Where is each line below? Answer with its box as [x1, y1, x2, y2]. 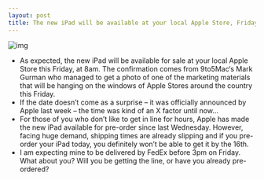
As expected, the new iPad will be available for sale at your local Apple [19, 56, 249, 65]
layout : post [8, 11, 51, 20]
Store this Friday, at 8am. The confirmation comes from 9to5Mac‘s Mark [19, 64, 253, 73]
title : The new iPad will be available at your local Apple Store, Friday [8, 19, 258, 27]
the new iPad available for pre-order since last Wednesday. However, [19, 123, 244, 132]
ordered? [19, 164, 49, 174]
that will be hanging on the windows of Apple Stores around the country [19, 80, 253, 90]
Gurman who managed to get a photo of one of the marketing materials [19, 72, 251, 82]
